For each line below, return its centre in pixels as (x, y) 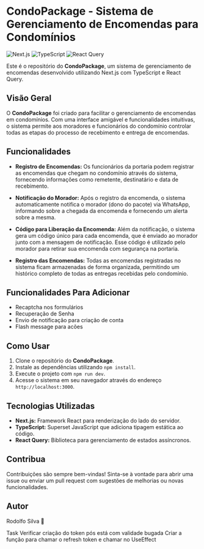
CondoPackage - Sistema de (80, 11)
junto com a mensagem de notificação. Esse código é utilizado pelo (100, 242)
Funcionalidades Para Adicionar (68, 293)
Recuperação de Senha (45, 314)
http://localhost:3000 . (45, 387)
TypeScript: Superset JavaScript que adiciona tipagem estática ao (99, 427)
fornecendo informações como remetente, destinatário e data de (97, 179)
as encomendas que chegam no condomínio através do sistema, (97, 173)
